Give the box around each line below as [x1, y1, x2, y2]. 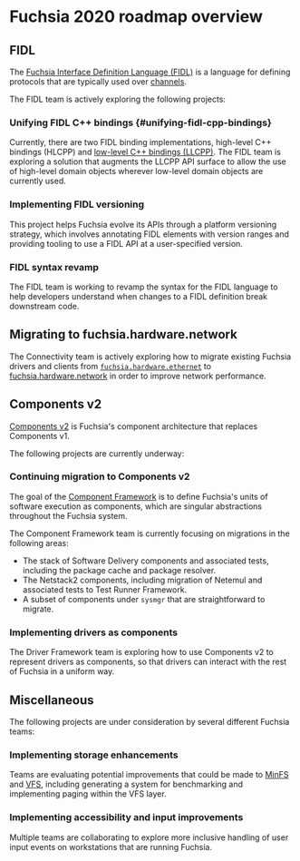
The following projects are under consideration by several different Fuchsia [9, 716, 290, 727]
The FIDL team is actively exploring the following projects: [9, 93, 227, 104]
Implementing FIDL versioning [9, 198, 145, 210]
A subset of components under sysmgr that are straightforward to [22, 593, 266, 604]
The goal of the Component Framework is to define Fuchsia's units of [9, 491, 269, 502]
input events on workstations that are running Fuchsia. [9, 841, 213, 852]
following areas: [9, 537, 70, 548]
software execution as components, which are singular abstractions [9, 501, 263, 512]
